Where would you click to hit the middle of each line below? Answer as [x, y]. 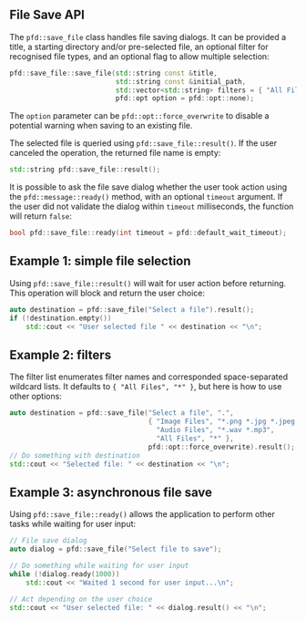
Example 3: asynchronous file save [111, 492]
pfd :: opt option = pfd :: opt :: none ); [185, 98]
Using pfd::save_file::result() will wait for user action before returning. [148, 283]
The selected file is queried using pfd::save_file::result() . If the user [143, 143]
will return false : [41, 216]
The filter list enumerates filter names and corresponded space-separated [149, 377]
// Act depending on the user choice [81, 599]
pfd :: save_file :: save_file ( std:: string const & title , [114, 73]
